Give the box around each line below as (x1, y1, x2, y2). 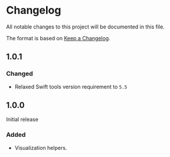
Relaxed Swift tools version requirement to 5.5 (14, 83, 127, 90)
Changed (6, 69, 34, 78)
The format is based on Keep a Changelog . (6, 34, 110, 41)
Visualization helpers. (14, 144, 67, 151)
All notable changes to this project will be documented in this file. (6, 23, 165, 30)
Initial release (6, 116, 38, 123)
